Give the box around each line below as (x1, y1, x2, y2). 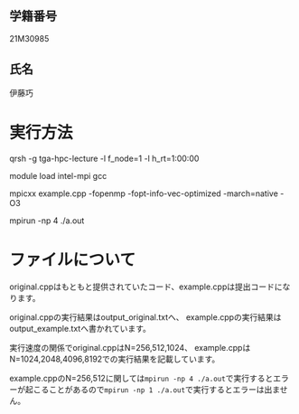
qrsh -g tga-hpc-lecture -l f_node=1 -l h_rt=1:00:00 (9, 153, 200, 164)
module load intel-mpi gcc (9, 170, 107, 181)
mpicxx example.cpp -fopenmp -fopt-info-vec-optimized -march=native (9, 188, 278, 199)
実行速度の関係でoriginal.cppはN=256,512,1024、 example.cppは (9, 342, 251, 353)
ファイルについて (9, 249, 136, 269)
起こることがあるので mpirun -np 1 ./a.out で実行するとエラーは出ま (24, 383, 280, 395)
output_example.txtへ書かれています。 (9, 323, 152, 334)
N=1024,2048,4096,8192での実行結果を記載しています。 (9, 353, 220, 364)
